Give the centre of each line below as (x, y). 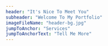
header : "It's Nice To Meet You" (47, 12)
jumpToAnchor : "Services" (38, 28)
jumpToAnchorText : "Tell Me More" (49, 34)
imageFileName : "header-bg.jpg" (46, 23)
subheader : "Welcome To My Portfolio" (54, 17)
